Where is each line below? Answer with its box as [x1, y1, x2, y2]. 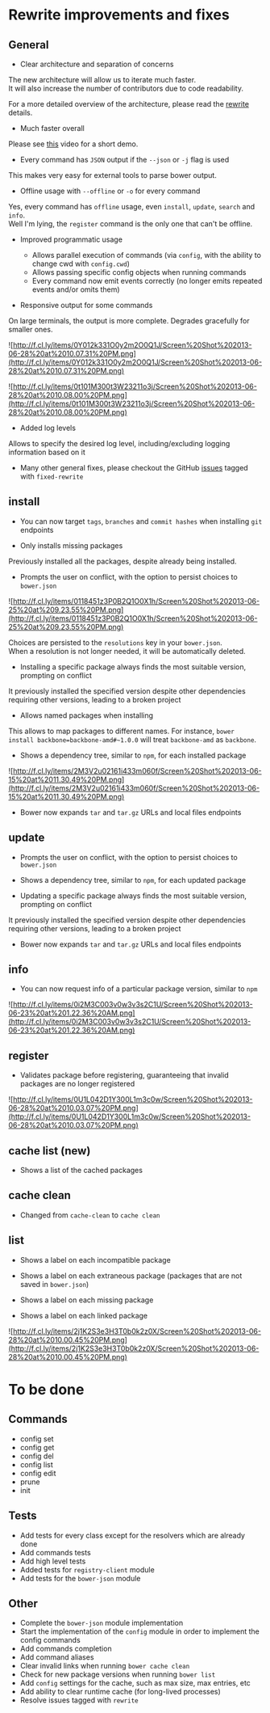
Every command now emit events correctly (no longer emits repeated [31, 276, 263, 285]
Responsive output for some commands [19, 301, 153, 310]
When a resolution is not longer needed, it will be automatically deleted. [8, 646, 246, 656]
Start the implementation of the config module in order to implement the [19, 1627, 260, 1636]
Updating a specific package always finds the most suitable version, [19, 891, 247, 901]
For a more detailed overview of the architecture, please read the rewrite [8, 99, 250, 108]
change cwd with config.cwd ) [31, 259, 131, 268]
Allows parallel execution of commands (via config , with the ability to [31, 251, 262, 259]
